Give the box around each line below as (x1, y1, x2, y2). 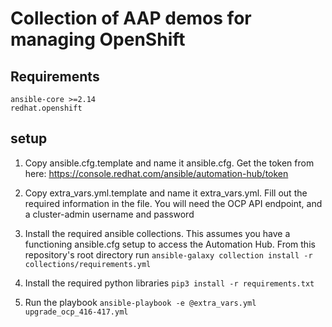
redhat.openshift (10, 103, 83, 113)
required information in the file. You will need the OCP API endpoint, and (24, 197, 323, 209)
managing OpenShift (10, 28, 186, 51)
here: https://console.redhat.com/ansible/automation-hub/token (24, 167, 289, 179)
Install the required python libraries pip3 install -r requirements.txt (24, 277, 315, 289)
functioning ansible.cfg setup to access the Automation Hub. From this (24, 238, 316, 250)
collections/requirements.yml (24, 259, 152, 269)
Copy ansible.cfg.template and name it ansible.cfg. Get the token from (24, 157, 315, 169)
